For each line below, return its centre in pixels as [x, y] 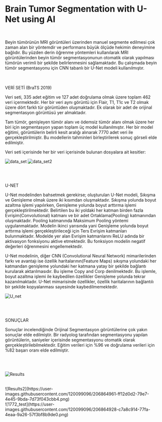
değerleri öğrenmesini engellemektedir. [44, 246]
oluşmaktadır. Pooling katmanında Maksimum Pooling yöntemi [67, 220]
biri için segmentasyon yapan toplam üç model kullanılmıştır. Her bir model [79, 127]
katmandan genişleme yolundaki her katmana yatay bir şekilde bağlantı [76, 266]
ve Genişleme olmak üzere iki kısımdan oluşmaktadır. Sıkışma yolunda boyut [81, 200]
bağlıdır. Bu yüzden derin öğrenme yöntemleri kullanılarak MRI [67, 52]
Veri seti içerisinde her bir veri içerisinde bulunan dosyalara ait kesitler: [75, 152]
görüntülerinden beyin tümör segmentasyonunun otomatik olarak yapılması [80, 57]
